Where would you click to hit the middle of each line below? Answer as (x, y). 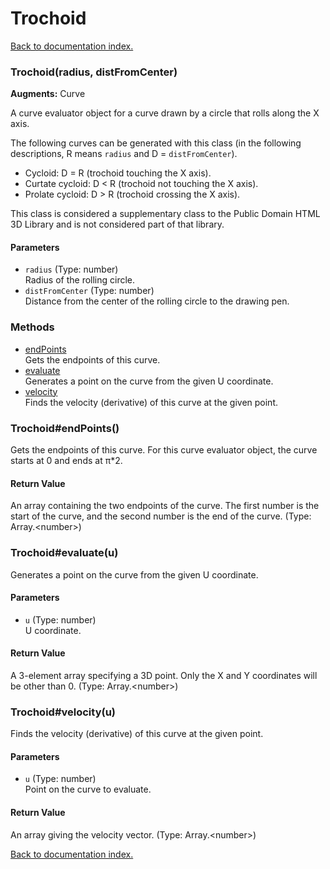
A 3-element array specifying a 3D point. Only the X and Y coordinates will (164, 675)
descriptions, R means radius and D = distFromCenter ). (124, 154)
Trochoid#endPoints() (65, 428)
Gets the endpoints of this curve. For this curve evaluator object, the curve (164, 450)
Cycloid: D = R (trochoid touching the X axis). (118, 173)
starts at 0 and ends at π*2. (66, 461)
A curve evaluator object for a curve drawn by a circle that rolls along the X (165, 113)
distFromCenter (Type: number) (89, 291)
